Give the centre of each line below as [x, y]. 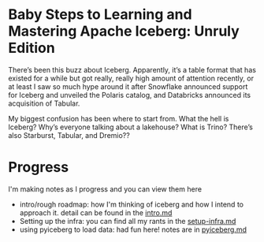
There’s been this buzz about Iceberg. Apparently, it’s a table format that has [132, 69]
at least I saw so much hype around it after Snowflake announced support [128, 86]
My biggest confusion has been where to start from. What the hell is [119, 118]
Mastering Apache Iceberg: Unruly [124, 31]
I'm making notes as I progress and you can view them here [105, 189]
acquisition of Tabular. [44, 103]
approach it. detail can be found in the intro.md [96, 212]
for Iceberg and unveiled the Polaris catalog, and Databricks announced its [129, 95]
